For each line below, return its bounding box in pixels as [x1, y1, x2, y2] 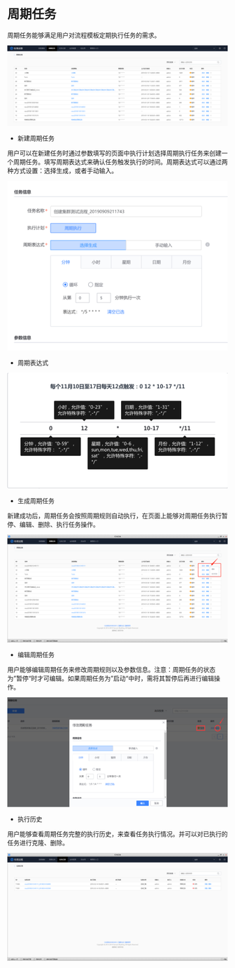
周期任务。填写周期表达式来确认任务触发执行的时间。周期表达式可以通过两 [13, 158, 228, 166]
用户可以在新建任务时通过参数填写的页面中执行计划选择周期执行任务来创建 [7, 149, 222, 158]
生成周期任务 [17, 497, 55, 505]
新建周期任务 [17, 134, 55, 142]
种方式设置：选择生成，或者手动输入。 [7, 166, 117, 175]
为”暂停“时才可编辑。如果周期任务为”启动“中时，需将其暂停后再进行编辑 [7, 674, 215, 683]
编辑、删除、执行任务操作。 [19, 520, 99, 529]
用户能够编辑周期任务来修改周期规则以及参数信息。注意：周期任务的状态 [7, 666, 215, 674]
